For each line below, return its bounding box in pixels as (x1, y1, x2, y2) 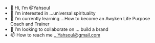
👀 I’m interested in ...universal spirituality (10, 10, 96, 16)
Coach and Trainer (10, 21, 50, 27)
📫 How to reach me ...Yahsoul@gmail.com (10, 32, 101, 38)
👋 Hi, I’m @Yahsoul (10, 5, 50, 11)
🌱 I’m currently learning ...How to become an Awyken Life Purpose (10, 16, 150, 21)
